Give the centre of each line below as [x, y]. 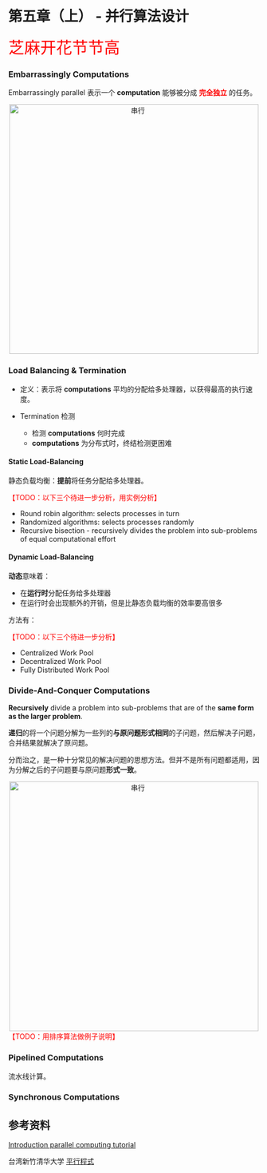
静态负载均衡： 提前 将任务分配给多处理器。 [78, 480]
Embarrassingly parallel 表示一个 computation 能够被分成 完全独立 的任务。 [133, 93]
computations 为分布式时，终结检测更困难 [102, 443]
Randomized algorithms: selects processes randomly [107, 522]
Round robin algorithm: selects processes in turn [100, 513]
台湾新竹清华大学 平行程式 [51, 1161]
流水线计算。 [29, 1076]
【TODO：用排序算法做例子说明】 [64, 1036]
